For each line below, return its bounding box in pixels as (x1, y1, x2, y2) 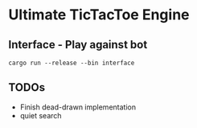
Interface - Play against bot (8, 38, 148, 52)
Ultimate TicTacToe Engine (8, 6, 190, 24)
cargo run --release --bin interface (8, 59, 135, 67)
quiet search (19, 110, 62, 120)
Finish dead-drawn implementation (19, 102, 137, 112)
